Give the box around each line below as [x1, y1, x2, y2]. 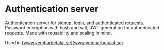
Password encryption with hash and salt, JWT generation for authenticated [5, 25, 160, 30]
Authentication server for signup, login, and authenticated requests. [5, 20, 145, 25]
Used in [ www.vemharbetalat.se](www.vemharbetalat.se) [5, 39, 123, 45]
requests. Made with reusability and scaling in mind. [5, 30, 112, 36]
